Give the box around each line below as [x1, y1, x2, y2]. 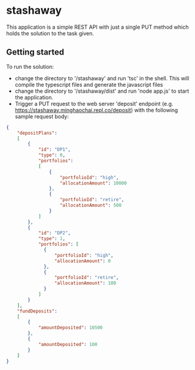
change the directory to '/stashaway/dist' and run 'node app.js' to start [14, 87, 190, 95]
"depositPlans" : [17, 130, 58, 136]
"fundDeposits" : [17, 308, 58, 314]
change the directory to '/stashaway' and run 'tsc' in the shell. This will [14, 74, 190, 81]
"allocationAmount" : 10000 [59, 180, 127, 186]
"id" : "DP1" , [38, 147, 71, 153]
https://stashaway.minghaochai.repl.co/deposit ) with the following [14, 106, 178, 114]
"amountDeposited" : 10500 [38, 324, 103, 331]
